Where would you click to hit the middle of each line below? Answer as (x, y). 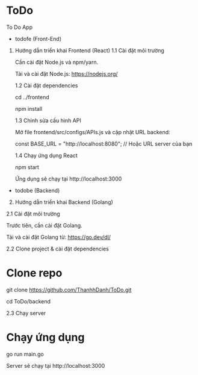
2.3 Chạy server (26, 313)
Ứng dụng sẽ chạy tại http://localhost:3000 (68, 179)
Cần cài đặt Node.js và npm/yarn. (57, 62)
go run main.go (25, 354)
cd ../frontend (32, 97)
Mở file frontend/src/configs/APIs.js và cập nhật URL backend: (92, 132)
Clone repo (34, 273)
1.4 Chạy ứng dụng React (46, 155)
